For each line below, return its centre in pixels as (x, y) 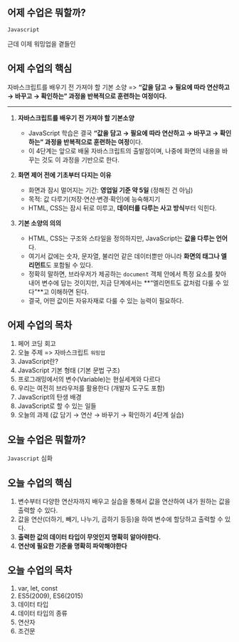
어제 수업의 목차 (40, 326)
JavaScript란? (38, 362)
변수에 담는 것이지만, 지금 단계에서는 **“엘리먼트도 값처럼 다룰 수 (132, 282)
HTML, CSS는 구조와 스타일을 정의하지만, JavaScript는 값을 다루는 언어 (128, 238)
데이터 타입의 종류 (42, 613)
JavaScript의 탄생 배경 (49, 397)
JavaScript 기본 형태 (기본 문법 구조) (69, 370)
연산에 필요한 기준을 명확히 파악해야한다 (72, 546)
